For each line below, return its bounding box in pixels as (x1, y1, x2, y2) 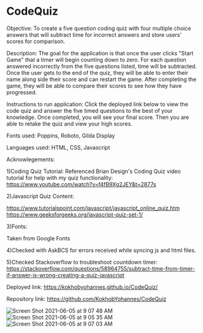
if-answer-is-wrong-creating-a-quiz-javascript (6, 271, 124, 278)
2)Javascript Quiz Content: (6, 192, 75, 200)
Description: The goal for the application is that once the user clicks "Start (6, 49, 194, 56)
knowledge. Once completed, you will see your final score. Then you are (6, 113, 190, 121)
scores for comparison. (6, 37, 66, 45)
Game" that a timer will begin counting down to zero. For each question (6, 56, 186, 63)
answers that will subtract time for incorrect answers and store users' (6, 31, 182, 38)
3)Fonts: (6, 223, 28, 230)
